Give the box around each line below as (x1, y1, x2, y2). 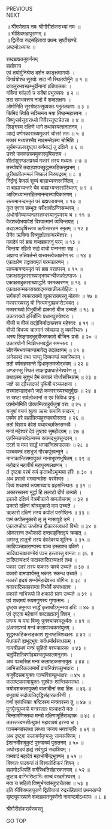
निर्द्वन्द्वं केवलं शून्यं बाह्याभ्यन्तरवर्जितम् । (6, 177, 79, 184)
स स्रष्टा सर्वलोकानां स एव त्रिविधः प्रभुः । (6, 394, 80, 401)
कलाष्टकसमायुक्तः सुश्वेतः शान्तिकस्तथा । (6, 678, 84, 685)
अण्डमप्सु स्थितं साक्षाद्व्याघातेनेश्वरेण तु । (6, 367, 81, 374)
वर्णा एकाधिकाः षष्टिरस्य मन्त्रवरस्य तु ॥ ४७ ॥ (6, 698, 91, 706)
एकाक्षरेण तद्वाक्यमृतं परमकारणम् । (6, 259, 69, 265)
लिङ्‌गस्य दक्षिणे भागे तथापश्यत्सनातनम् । (6, 123, 83, 130)
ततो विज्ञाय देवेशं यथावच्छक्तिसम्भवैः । (6, 421, 77, 428)
